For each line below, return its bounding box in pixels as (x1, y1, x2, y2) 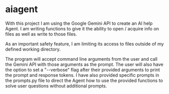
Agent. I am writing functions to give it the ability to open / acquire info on (5, 25, 159, 31)
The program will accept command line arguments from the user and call (5, 56, 158, 62)
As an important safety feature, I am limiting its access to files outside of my (5, 40, 164, 46)
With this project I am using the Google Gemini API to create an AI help (5, 20, 153, 26)
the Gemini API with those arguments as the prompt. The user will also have (5, 61, 163, 67)
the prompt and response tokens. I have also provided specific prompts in (5, 72, 160, 78)
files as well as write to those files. (5, 31, 77, 37)
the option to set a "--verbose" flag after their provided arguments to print (5, 67, 160, 73)
